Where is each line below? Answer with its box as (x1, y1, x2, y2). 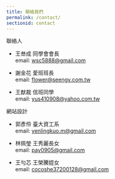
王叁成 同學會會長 (15, 50, 59, 57)
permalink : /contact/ (6, 14, 61, 20)
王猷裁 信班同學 (15, 89, 54, 96)
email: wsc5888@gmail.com (15, 57, 86, 64)
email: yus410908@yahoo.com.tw (15, 95, 100, 102)
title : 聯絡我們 (6, 8, 44, 15)
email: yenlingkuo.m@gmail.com (15, 127, 96, 134)
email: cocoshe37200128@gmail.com (15, 166, 109, 173)
